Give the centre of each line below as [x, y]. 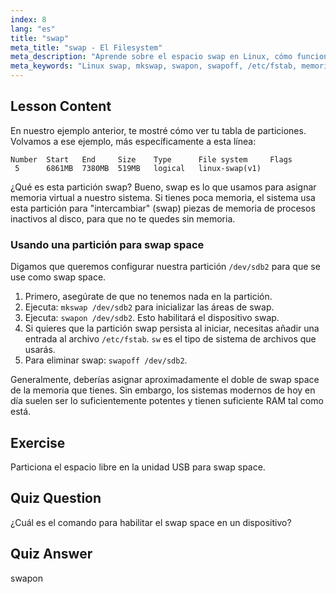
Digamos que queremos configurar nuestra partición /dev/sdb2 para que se [165, 267]
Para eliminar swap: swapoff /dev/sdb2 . [106, 360]
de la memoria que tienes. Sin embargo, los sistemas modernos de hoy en [163, 390]
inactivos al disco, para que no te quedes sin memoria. [123, 218]
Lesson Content [61, 106]
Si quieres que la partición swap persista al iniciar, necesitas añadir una [172, 328]
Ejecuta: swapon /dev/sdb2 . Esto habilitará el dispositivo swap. [152, 318]
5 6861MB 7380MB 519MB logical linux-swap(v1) [138, 168]
